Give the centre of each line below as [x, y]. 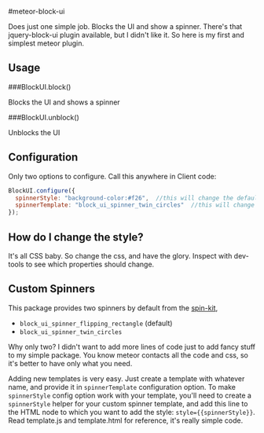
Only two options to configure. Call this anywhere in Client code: [112, 176]
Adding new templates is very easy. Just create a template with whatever [126, 378]
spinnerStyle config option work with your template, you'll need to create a [130, 395]
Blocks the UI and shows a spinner [64, 102]
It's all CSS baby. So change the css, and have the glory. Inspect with [120, 255]
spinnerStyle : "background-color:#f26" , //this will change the [125, 198]
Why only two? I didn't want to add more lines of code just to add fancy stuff [132, 347]
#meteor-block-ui [37, 11]
